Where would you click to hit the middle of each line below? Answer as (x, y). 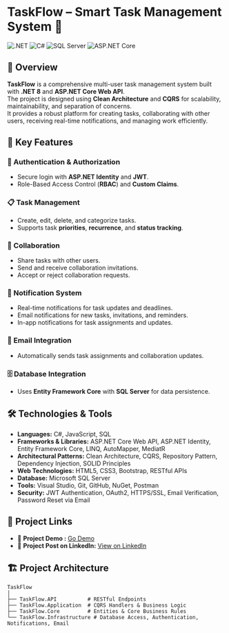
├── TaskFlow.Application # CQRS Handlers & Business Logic (97, 605)
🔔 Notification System (44, 292)
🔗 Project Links (40, 522)
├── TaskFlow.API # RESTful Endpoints (77, 600)
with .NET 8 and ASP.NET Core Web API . (66, 91)
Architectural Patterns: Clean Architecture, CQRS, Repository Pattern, (117, 456)
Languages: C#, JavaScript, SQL (64, 434)
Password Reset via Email (53, 500)
